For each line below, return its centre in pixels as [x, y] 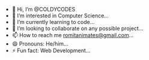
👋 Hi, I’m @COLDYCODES [44, 9]
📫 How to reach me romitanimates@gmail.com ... [73, 35]
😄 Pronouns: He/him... [40, 44]
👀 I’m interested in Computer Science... [60, 16]
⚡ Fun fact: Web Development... [51, 50]
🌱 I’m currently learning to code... [53, 22]
